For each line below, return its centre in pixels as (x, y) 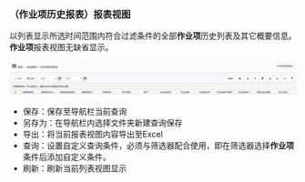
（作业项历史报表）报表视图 (70, 14)
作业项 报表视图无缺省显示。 (61, 47)
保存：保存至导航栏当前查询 (75, 112)
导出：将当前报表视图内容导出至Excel (93, 135)
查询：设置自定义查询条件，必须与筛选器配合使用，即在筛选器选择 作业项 (158, 146)
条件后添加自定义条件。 (66, 157)
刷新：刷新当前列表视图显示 (75, 168)
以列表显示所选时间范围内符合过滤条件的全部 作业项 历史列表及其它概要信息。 (153, 36)
